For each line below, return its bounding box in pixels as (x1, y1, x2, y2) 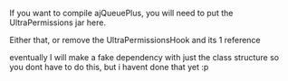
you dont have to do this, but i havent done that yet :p (9, 62, 209, 72)
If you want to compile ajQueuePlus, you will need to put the (9, 8, 234, 18)
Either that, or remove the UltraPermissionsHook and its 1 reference (9, 35, 261, 45)
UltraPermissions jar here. (9, 17, 107, 28)
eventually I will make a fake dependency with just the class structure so (9, 52, 279, 62)
